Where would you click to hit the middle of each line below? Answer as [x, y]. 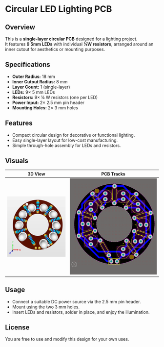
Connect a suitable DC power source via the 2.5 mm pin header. [76, 301]
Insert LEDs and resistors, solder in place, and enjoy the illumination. [81, 312]
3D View [36, 174]
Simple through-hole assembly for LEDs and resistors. [66, 145]
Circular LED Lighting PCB [59, 9]
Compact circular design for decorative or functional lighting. [73, 135]
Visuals [17, 161]
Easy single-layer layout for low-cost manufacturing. [65, 140]
